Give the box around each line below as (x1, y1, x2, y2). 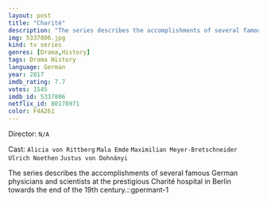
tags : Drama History (8, 56, 77, 64)
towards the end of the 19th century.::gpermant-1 (8, 185, 169, 194)
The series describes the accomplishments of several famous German (8, 168, 238, 177)
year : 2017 (8, 71, 44, 78)
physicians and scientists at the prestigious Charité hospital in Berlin (8, 177, 232, 186)
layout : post (8, 11, 52, 20)
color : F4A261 (8, 108, 56, 116)
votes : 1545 (8, 85, 48, 93)
